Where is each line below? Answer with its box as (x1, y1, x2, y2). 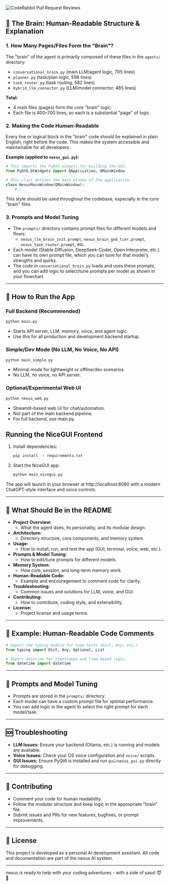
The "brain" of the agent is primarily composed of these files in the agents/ (6, 53, 161, 60)
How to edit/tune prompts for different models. (20, 556, 117, 563)
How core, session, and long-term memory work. (20, 567, 122, 573)
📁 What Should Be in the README (6, 506, 112, 514)
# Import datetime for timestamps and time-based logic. (6, 656, 127, 661)
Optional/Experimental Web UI (6, 385, 81, 392)
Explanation (6, 27, 44, 36)
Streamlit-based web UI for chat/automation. (13, 405, 105, 411)
